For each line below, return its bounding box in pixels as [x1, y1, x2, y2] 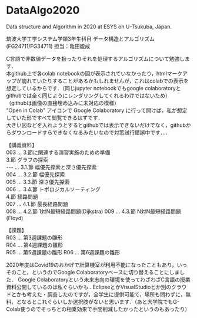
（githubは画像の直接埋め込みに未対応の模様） [6, 99, 119, 106]
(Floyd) [6, 214, 24, 221]
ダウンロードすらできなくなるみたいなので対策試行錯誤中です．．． [11, 129, 171, 136]
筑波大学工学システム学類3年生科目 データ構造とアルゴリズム [6, 35, 155, 42]
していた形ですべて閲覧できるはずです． [6, 114, 103, 121]
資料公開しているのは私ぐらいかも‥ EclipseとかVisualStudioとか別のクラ [6, 283, 182, 290]
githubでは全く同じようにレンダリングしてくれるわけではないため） [6, 92, 171, 99]
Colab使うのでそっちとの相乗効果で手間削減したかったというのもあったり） [6, 305, 191, 313]
